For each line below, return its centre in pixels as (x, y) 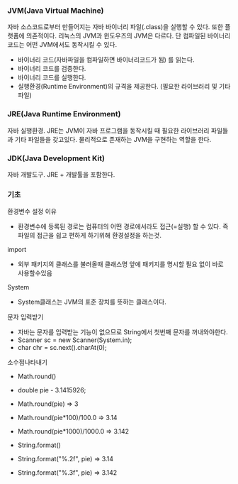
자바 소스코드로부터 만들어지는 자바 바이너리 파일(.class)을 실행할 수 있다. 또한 (115, 27)
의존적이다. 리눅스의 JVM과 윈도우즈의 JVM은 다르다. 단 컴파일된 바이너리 (128, 36)
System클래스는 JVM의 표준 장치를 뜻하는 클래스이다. (92, 302)
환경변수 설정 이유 (32, 211)
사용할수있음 (35, 273)
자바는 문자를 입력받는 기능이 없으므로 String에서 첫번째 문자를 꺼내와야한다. (123, 332)
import (17, 250)
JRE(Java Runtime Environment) (64, 114)
